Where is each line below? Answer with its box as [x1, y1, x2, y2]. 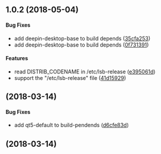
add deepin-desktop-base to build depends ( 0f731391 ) [14, 41, 149, 48]
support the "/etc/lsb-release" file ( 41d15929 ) [14, 74, 126, 81]
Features [5, 55, 28, 62]
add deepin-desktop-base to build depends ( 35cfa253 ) [14, 35, 151, 42]
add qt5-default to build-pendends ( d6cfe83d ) [14, 122, 129, 129]
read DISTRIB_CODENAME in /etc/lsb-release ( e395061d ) [14, 68, 156, 75]
